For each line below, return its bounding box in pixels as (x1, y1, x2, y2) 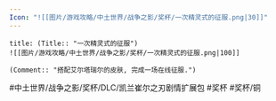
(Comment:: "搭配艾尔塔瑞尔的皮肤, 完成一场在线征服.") (9, 66, 197, 74)
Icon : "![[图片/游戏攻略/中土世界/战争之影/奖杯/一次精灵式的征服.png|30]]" (9, 12, 269, 22)
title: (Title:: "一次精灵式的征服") (9, 39, 139, 48)
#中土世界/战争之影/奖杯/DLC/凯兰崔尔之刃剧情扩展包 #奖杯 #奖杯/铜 (9, 82, 261, 93)
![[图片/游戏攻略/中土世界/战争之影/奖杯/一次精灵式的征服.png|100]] (9, 48, 240, 58)
